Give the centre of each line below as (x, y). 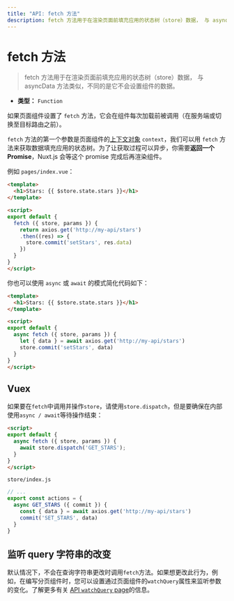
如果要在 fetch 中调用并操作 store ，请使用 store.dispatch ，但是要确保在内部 (115, 406)
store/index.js (29, 480)
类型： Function (40, 101)
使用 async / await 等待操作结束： (55, 415)
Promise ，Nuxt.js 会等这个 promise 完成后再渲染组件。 (86, 157)
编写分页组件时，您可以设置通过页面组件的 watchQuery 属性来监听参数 (123, 581)
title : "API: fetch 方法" (44, 14)
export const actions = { (45, 499)
